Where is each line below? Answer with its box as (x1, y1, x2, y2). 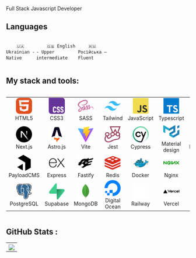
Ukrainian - (6, 49, 35, 55)
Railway (131, 200, 150, 207)
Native (6, 55, 22, 61)
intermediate (36, 55, 68, 61)
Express (47, 171, 67, 178)
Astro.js (47, 143, 66, 150)
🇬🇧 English (46, 43, 76, 49)
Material (161, 140, 181, 147)
